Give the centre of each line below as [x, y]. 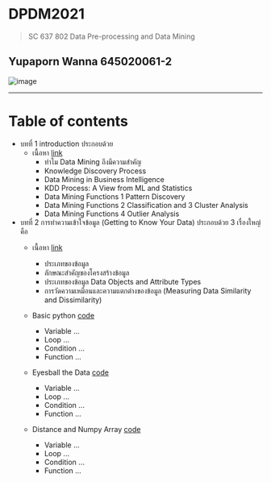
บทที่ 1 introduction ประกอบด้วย [67, 143]
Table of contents [69, 121]
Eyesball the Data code [70, 372]
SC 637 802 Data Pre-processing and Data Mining [111, 36]
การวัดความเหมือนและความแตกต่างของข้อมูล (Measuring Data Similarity [148, 290]
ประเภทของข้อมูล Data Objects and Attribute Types [123, 281]
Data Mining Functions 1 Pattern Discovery [115, 196]
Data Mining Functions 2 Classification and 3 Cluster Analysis [146, 205]
